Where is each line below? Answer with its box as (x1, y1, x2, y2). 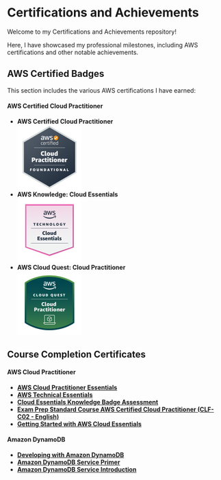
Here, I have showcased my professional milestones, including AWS (7, 41, 198, 49)
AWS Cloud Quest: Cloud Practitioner (16, 263, 126, 271)
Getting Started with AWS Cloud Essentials (16, 420, 142, 428)
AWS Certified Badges (7, 68, 105, 80)
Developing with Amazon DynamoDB (16, 450, 125, 459)
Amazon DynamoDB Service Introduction (16, 465, 137, 473)
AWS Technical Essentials (16, 390, 93, 399)
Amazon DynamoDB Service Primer (16, 458, 120, 466)
